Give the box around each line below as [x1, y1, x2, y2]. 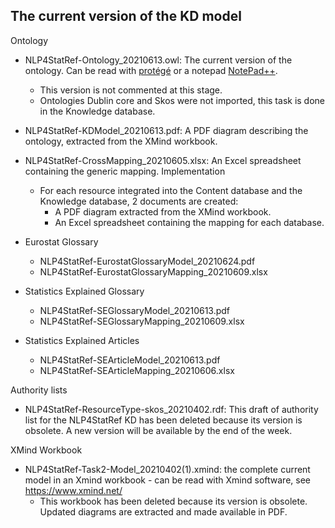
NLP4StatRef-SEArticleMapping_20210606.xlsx [39, 364, 235, 376]
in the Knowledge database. [39, 105, 156, 117]
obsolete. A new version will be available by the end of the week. [24, 424, 293, 436]
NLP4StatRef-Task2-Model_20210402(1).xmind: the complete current [24, 463, 311, 475]
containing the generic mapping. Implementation [24, 165, 226, 177]
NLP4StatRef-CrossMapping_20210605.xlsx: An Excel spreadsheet [24, 154, 302, 166]
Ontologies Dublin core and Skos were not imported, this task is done [39, 94, 326, 106]
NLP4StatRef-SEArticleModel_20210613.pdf [39, 354, 221, 366]
